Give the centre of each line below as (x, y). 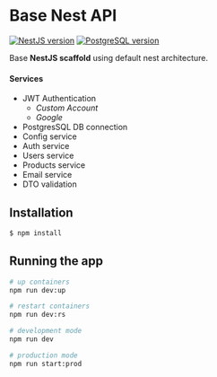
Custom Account (67, 108)
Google (49, 118)
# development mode (46, 331)
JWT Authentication (59, 99)
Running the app (56, 261)
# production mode (43, 355)
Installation (41, 212)
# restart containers (50, 306)
